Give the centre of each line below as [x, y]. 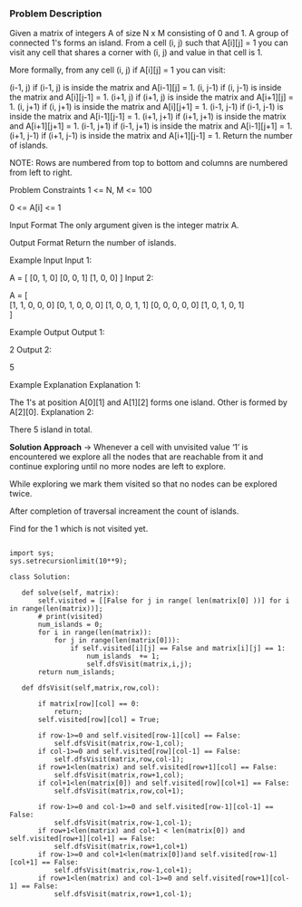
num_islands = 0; [70, 625]
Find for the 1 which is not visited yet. [79, 529]
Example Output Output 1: [57, 333]
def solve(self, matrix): [70, 593]
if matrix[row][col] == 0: [89, 704]
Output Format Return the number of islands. [93, 243]
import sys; [32, 554]
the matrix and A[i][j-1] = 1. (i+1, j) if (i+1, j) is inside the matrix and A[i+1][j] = [152, 97]
